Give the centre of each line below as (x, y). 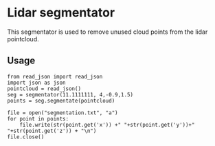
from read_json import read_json (55, 76)
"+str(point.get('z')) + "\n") (52, 131)
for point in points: (38, 118)
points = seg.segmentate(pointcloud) (61, 101)
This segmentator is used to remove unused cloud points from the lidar (107, 32)
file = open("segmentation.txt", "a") (63, 113)
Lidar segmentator (61, 13)
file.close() (26, 137)
